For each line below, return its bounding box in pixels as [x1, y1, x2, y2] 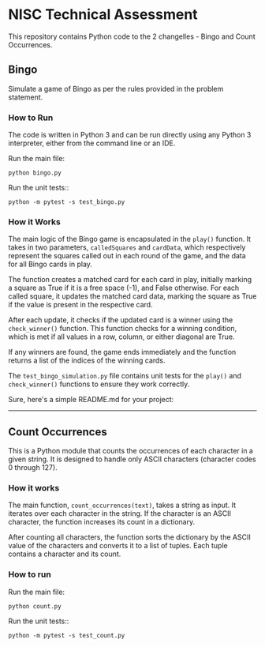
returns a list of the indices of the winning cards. [8, 355, 166, 365]
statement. [8, 92, 43, 102]
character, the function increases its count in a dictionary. [8, 517, 196, 527]
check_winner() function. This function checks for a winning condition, [8, 324, 237, 333]
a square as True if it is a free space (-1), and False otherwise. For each [8, 283, 240, 293]
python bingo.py [8, 169, 62, 177]
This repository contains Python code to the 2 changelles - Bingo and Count [8, 32, 256, 41]
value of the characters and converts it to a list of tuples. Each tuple [8, 541, 228, 551]
